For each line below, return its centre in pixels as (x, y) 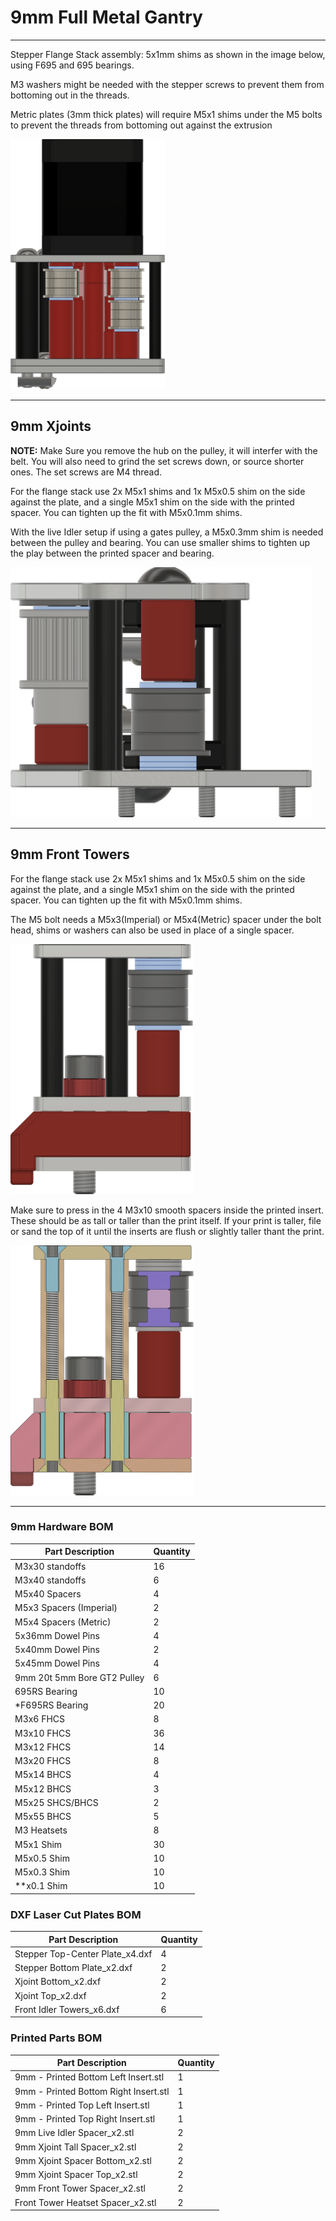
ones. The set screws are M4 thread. (86, 472)
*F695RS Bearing (51, 1705)
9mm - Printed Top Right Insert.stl (85, 2119)
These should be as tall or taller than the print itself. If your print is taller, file (166, 1220)
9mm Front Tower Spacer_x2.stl (80, 2188)
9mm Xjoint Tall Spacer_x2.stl (75, 2147)
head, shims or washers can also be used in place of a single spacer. (152, 930)
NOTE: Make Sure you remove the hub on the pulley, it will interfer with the (164, 450)
